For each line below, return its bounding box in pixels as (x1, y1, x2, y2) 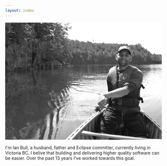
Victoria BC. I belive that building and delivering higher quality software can (5, 150, 160, 156)
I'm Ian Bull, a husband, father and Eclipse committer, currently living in (5, 144, 151, 151)
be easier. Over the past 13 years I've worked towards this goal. (5, 155, 135, 161)
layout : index (5, 8, 35, 13)
